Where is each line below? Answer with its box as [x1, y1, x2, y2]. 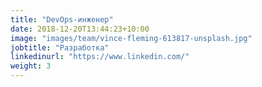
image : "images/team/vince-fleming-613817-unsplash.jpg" [10, 33, 253, 43]
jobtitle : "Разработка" [10, 42, 110, 53]
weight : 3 [10, 61, 52, 71]
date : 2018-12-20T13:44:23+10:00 [10, 24, 150, 34]
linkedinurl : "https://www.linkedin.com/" [10, 52, 190, 62]
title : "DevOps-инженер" [10, 14, 114, 25]
